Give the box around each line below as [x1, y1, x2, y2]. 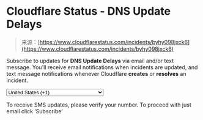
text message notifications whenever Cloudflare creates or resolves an [6, 70, 186, 77]
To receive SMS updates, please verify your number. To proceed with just [6, 101, 191, 108]
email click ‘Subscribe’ [6, 107, 63, 114]
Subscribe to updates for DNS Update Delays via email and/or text [6, 57, 174, 64]
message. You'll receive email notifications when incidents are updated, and [6, 63, 198, 71]
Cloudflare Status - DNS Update [6, 4, 171, 18]
